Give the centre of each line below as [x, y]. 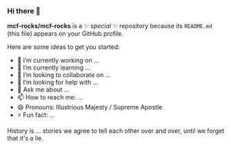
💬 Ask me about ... [43, 89]
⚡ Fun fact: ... [36, 115]
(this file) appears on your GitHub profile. [66, 34]
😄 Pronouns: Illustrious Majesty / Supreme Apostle [90, 107]
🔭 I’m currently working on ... [58, 61]
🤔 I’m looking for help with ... [58, 83]
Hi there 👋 [24, 11]
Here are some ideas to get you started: [64, 47]
